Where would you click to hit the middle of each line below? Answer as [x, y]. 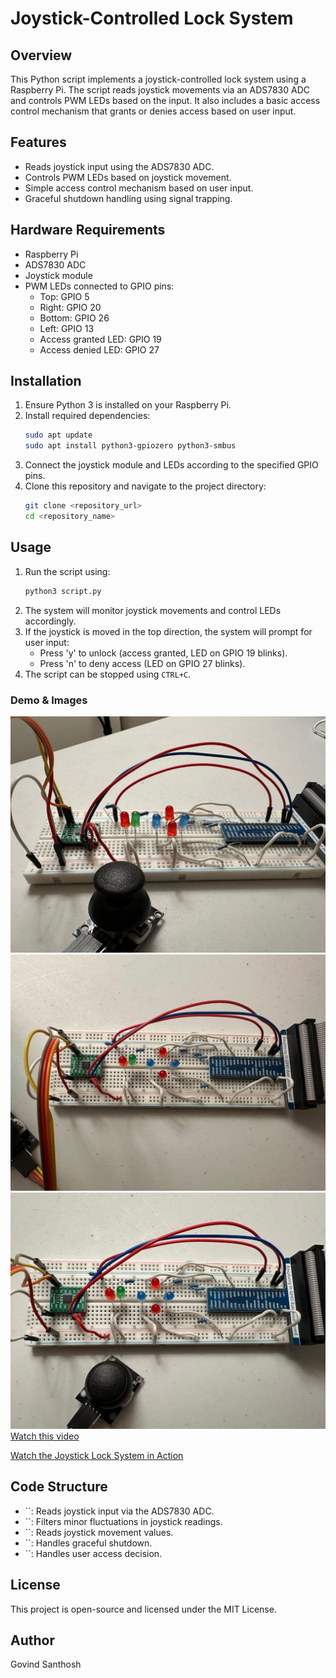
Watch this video [45, 1436]
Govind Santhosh [46, 1664]
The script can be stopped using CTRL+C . [108, 674]
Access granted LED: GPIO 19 [100, 339]
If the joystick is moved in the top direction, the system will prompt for [168, 631]
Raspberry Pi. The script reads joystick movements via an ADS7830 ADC [160, 90]
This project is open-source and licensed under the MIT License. [143, 1609]
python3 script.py [63, 591]
